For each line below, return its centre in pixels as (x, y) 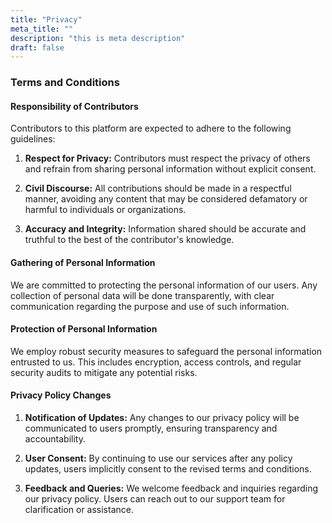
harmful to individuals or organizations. (105, 210)
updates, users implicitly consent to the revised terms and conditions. (168, 468)
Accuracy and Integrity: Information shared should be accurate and (165, 229)
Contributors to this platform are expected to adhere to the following (151, 128)
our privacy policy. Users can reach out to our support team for (155, 498)
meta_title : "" (42, 29)
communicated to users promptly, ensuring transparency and (151, 428)
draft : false (37, 47)
